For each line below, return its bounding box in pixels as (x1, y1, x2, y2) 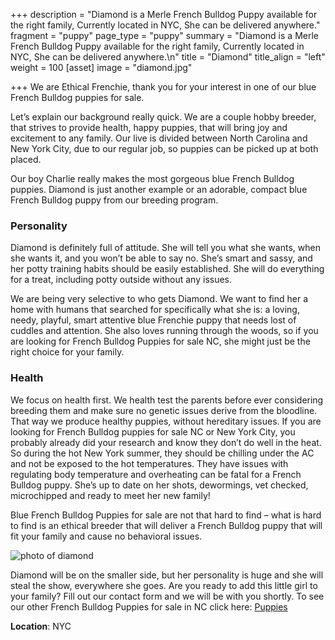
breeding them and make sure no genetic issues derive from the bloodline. (10, 404, 318, 416)
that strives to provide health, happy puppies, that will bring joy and (10, 122, 288, 133)
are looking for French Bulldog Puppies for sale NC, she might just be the (10, 335, 311, 348)
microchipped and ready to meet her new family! (10, 489, 211, 501)
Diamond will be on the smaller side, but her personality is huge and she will (10, 569, 324, 581)
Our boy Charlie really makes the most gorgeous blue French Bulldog (10, 173, 295, 184)
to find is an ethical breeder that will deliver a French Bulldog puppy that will (10, 519, 323, 531)
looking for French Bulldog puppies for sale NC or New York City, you (10, 425, 296, 438)
